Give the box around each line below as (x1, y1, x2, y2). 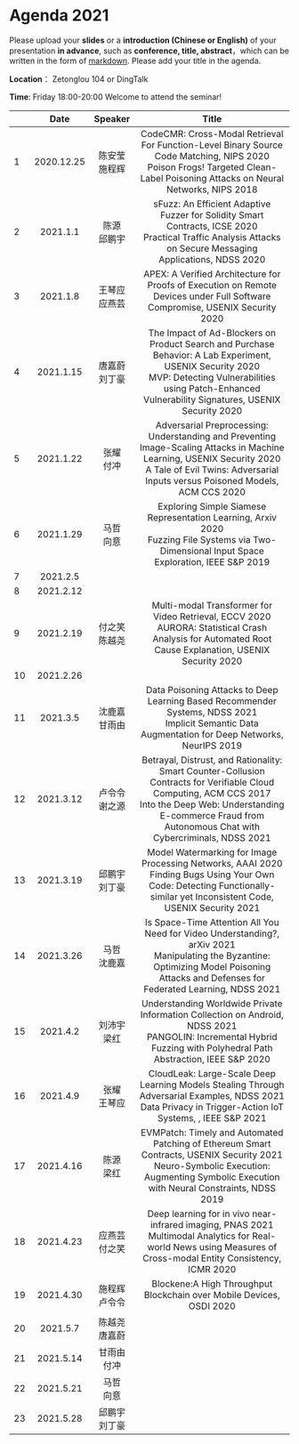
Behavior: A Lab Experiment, (152, 349, 271, 361)
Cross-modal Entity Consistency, (141, 1252, 282, 1264)
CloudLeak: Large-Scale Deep (148, 1067, 276, 1079)
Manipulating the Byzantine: (154, 949, 271, 962)
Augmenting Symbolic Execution (143, 1171, 280, 1183)
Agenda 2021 (9, 5, 109, 26)
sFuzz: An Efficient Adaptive (153, 198, 271, 210)
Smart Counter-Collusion (158, 764, 265, 777)
